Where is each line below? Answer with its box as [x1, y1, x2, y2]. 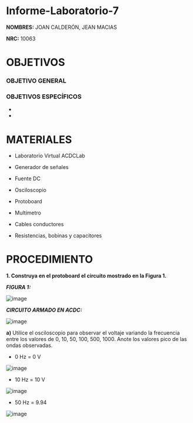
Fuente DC [14, 175, 41, 182]
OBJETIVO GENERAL [6, 77, 66, 85]
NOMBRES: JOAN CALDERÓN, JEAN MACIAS [6, 24, 117, 31]
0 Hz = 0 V [14, 353, 41, 361]
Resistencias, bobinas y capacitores [14, 232, 102, 239]
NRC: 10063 [6, 35, 36, 42]
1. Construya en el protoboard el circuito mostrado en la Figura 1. [6, 272, 167, 279]
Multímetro [14, 209, 41, 216]
